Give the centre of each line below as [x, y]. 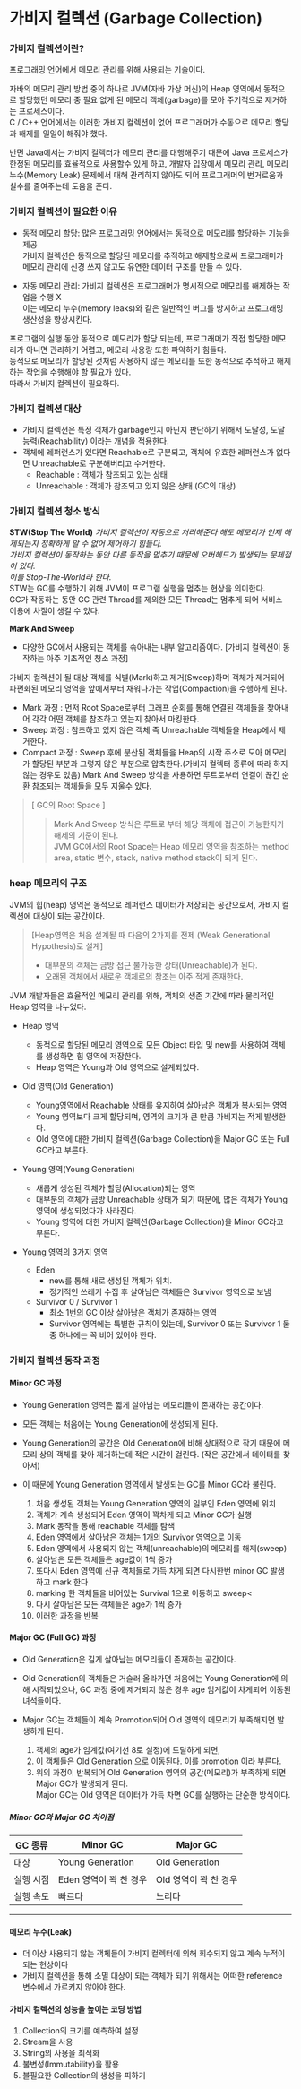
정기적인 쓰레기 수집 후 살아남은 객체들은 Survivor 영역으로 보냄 [160, 1291]
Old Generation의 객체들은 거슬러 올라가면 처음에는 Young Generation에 [150, 1678]
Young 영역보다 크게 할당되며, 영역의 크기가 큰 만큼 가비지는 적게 [149, 1116]
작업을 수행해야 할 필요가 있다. [78, 372]
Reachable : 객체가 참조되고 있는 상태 [102, 475]
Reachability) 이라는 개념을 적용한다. [104, 441]
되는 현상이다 [45, 1964]
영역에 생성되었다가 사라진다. [86, 1210]
